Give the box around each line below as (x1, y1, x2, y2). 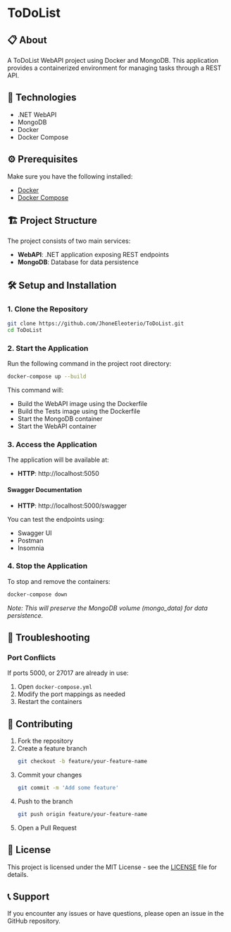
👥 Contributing (7, 718, 73, 730)
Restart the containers (17, 698, 82, 706)
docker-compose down (7, 591, 68, 598)
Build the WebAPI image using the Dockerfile (17, 400, 148, 408)
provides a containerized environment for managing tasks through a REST (7, 64, 222, 72)
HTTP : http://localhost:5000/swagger (17, 501, 127, 510)
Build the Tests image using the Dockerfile (17, 407, 141, 416)
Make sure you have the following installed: (7, 172, 133, 181)
